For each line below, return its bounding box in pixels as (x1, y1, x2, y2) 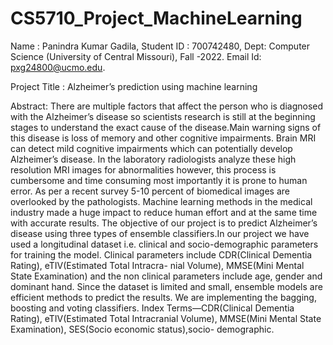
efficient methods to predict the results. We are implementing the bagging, (10, 291, 317, 303)
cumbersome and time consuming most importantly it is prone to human (10, 174, 308, 186)
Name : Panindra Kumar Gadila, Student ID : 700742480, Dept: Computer (10, 40, 311, 52)
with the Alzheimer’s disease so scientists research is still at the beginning (10, 110, 316, 122)
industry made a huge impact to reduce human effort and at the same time (10, 206, 318, 218)
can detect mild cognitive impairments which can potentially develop (10, 142, 293, 154)
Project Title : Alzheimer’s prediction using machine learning (10, 80, 258, 92)
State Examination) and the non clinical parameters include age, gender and (10, 270, 323, 282)
